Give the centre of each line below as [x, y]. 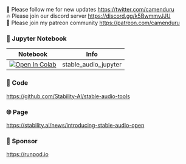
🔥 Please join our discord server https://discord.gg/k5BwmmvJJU [89, 16]
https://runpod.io [27, 154]
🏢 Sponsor [22, 141]
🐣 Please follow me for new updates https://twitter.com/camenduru [90, 9]
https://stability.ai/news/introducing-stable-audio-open [75, 125]
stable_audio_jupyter [92, 65]
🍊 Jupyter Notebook [36, 38]
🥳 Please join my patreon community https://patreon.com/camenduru [93, 23]
